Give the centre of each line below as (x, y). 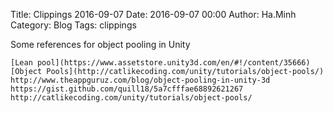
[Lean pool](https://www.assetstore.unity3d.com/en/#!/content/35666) (160, 63)
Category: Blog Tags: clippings (73, 25)
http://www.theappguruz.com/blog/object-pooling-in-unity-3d (140, 80)
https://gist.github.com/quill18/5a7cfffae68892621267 (127, 89)
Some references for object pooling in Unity (100, 44)
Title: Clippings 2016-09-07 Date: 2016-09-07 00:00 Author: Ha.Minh (153, 14)
